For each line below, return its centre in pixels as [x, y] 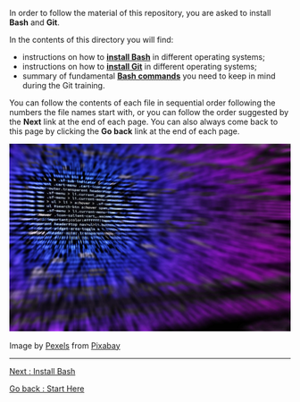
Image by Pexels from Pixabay [65, 345]
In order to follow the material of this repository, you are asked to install [140, 13]
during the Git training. [63, 85]
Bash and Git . [35, 22]
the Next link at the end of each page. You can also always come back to [144, 121]
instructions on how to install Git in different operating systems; [139, 67]
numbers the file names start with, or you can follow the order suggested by [149, 112]
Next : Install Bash [42, 371]
